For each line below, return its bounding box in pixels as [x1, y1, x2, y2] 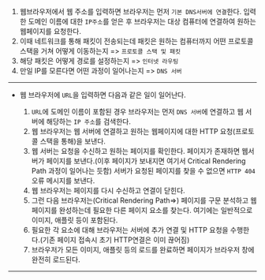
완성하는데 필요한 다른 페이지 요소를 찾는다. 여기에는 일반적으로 [58, 206, 253, 215]
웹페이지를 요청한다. [19, 27, 81, 35]
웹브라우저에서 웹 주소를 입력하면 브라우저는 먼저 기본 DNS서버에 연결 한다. [19, 7, 242, 16]
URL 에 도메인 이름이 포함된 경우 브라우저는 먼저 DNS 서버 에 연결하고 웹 [31, 107, 244, 116]
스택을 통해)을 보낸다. [39, 136, 106, 146]
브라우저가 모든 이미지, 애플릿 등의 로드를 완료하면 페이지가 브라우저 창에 [31, 245, 255, 254]
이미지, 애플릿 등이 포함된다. [31, 215, 118, 225]
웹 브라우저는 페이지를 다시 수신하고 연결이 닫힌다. [31, 186, 185, 195]
